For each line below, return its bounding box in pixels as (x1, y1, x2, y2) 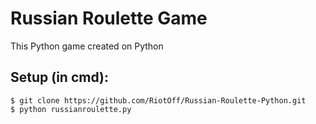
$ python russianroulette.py (10, 104, 132, 114)
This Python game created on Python (10, 40, 164, 52)
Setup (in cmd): (10, 69, 109, 86)
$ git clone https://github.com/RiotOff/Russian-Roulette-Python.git (10, 95, 307, 106)
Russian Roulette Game (10, 7, 208, 30)
